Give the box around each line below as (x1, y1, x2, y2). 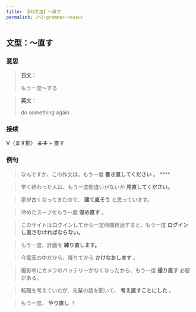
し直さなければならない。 (20, 229, 84, 236)
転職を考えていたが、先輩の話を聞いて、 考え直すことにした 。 (20, 286, 174, 294)
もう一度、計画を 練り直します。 (20, 241, 100, 248)
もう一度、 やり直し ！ (20, 299, 76, 307)
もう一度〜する (20, 85, 58, 92)
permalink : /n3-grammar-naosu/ (6, 14, 84, 20)
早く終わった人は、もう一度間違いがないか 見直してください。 (20, 183, 173, 191)
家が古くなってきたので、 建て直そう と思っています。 (20, 196, 153, 203)
